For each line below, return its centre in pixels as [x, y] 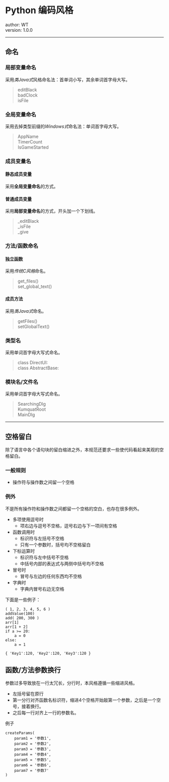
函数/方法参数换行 [33, 670]
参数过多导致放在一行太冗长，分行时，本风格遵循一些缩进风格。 [71, 683]
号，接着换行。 [28, 706]
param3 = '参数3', [33, 749]
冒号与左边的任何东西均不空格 [51, 576]
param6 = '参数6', [33, 765]
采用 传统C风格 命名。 [27, 271]
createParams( [20, 733]
